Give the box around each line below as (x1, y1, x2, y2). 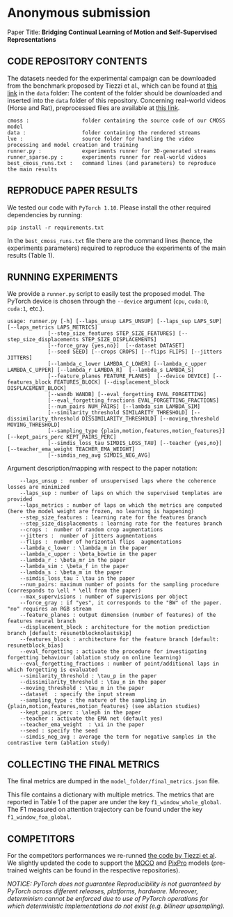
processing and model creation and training (7, 141, 138, 148)
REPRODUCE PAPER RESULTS (7, 185, 138, 196)
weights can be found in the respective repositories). (29, 866, 181, 875)
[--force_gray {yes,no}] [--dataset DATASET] (47, 343, 186, 350)
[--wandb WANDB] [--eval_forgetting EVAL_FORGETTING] (47, 391, 207, 398)
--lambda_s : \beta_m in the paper (19, 569, 123, 576)
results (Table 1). (7, 251, 55, 259)
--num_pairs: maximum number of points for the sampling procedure (19, 581, 219, 588)
